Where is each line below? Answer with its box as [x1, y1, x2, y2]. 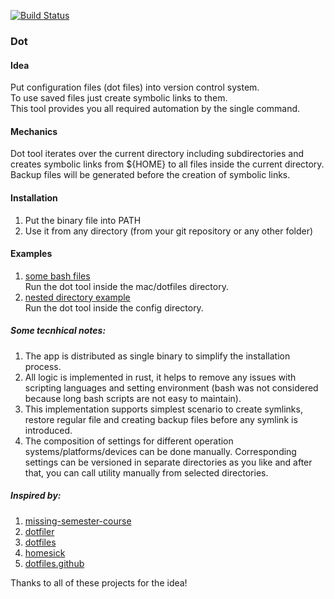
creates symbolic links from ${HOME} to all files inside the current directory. [10, 158, 325, 170]
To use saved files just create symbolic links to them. [10, 92, 228, 104]
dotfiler [24, 525, 55, 537]
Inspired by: [10, 490, 62, 502]
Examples [10, 248, 53, 260]
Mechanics [10, 125, 58, 137]
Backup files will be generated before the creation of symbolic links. [10, 169, 291, 181]
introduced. [24, 424, 73, 436]
